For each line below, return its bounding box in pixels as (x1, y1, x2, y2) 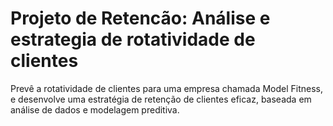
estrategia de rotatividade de (10, 28, 256, 51)
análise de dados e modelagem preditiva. (10, 103, 180, 116)
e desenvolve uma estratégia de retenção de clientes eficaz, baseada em (10, 93, 312, 105)
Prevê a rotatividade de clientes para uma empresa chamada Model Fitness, (10, 82, 324, 94)
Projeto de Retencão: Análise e (10, 7, 271, 30)
